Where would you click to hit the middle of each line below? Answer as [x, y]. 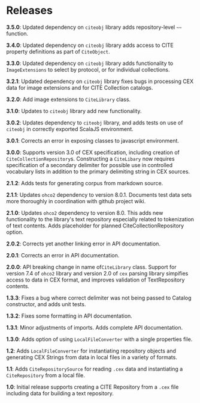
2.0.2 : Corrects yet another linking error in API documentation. [83, 244]
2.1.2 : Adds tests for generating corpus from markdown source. [85, 183]
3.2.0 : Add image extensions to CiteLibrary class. [68, 99]
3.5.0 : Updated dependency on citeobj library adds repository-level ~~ [94, 27]
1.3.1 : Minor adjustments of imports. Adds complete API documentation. [95, 327]
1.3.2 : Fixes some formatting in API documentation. [69, 316]
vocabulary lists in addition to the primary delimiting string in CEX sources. [98, 171]
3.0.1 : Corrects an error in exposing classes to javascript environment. [93, 140]
